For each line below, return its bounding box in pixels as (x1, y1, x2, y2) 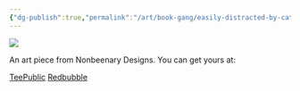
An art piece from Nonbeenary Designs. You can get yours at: (9, 54, 237, 65)
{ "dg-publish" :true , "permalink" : (9, 12, 134, 22)
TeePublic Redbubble (9, 71, 87, 82)
